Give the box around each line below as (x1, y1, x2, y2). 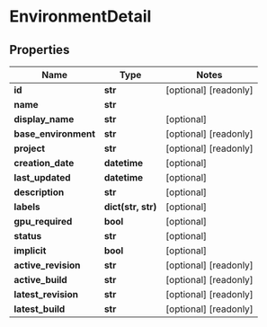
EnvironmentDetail (9, 6, 152, 27)
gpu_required (13, 216, 73, 227)
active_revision (13, 259, 81, 271)
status (13, 230, 42, 242)
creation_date (13, 157, 75, 169)
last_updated (13, 172, 71, 183)
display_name (13, 113, 75, 125)
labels (13, 200, 40, 213)
